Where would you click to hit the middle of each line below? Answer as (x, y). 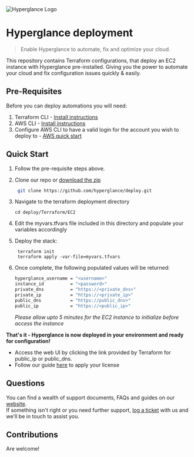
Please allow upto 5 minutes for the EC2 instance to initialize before (97, 317)
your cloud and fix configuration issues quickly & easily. (73, 73)
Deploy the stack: (36, 241)
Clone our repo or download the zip (58, 180)
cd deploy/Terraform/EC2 (45, 213)
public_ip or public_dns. (43, 358)
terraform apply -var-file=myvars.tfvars (69, 257)
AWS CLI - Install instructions (50, 123)
